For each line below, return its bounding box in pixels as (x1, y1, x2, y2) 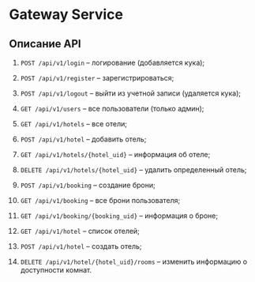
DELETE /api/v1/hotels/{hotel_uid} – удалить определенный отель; (20, 165, 247, 175)
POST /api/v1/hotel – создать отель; (20, 242, 142, 250)
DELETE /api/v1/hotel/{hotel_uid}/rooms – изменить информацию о (20, 257, 248, 266)
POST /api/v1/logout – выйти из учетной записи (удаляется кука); (20, 88, 242, 98)
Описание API (9, 37, 81, 51)
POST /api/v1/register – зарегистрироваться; (20, 73, 174, 82)
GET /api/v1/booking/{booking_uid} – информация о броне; (20, 211, 219, 220)
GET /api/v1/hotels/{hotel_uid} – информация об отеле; (20, 150, 211, 159)
